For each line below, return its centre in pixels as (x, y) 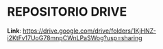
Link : (14, 31)
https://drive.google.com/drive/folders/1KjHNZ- (89, 31)
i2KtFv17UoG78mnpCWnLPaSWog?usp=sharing (75, 37)
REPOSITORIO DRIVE (67, 12)
